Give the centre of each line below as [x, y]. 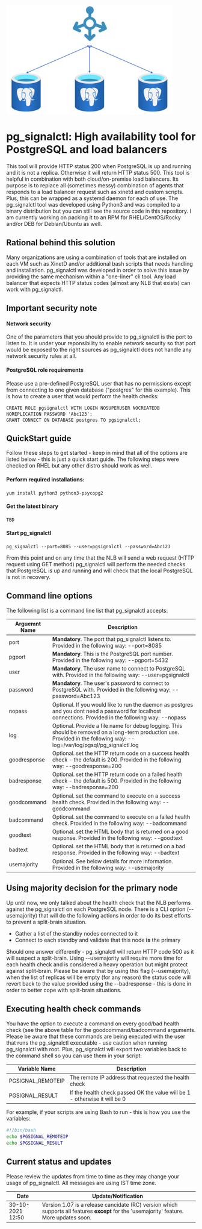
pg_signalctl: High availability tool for [101, 137]
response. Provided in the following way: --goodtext [118, 838]
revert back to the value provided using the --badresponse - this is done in [99, 983]
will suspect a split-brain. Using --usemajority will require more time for [95, 958]
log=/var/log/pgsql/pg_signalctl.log [96, 745]
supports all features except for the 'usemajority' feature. [113, 1211]
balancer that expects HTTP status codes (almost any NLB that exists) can [98, 283]
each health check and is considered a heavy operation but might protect [97, 964]
